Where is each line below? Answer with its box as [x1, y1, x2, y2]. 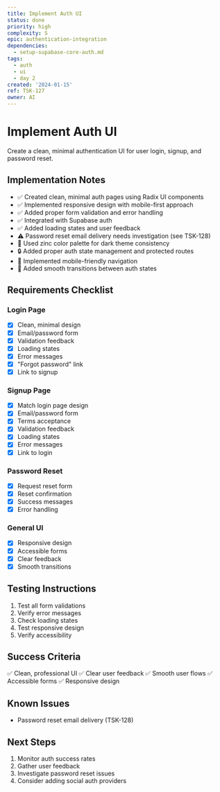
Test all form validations [17, 601, 86, 610]
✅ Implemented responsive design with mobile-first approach [17, 200, 194, 209]
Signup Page [7, 386, 51, 395]
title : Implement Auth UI [7, 10, 82, 17]
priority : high [7, 23, 51, 30]
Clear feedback [17, 554, 62, 562]
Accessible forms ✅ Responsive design [7, 677, 120, 685]
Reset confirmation [17, 490, 72, 498]
